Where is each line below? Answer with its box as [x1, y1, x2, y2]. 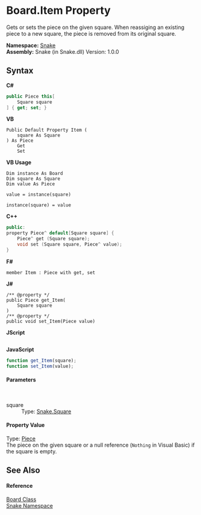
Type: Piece [6, 435, 36, 442]
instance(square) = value [6, 202, 71, 208]
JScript [6, 328, 25, 336]
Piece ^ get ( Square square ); [17, 236, 90, 242]
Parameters [6, 376, 36, 383]
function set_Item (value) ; [6, 363, 74, 369]
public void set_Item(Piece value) [6, 318, 96, 324]
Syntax [6, 66, 34, 76]
